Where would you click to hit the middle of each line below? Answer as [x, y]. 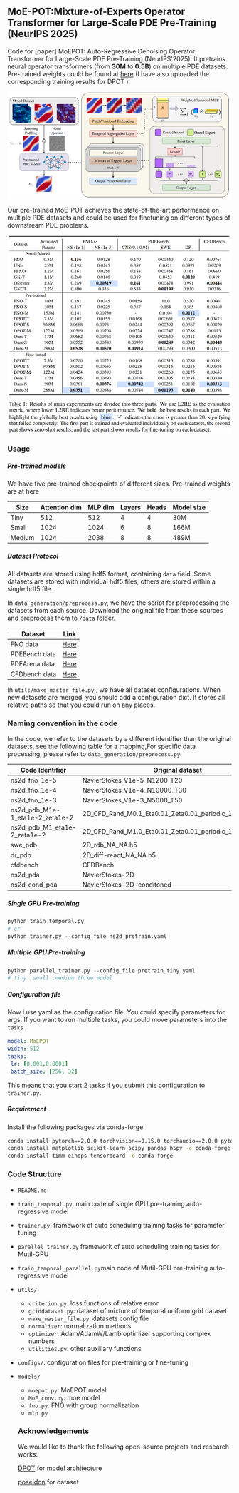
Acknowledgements [53, 1431]
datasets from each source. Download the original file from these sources [115, 611]
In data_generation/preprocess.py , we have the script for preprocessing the [118, 603]
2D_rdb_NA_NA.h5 [110, 845]
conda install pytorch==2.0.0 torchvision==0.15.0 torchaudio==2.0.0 [113, 1141]
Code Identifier [43, 770]
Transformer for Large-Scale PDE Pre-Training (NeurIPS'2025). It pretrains [117, 58]
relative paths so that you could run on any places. [81, 705]
